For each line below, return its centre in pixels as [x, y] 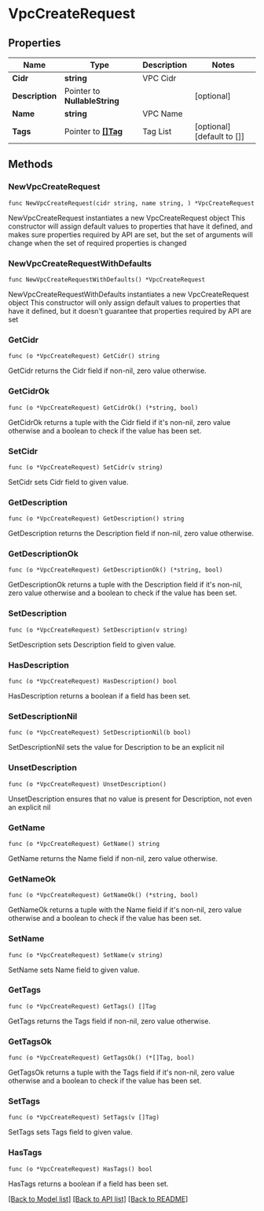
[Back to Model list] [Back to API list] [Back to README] [98, 1198]
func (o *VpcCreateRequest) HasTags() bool [81, 1169]
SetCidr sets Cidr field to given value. [68, 482]
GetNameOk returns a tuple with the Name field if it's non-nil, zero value [125, 910]
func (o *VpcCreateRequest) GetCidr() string [84, 356]
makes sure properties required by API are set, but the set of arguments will [130, 234]
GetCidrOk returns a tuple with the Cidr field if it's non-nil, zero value [119, 422]
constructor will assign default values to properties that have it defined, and [130, 226]
